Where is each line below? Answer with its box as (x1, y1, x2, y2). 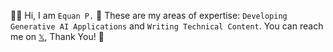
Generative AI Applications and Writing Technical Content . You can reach (10, 20, 324, 32)
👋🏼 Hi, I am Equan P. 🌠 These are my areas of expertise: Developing (10, 10, 288, 21)
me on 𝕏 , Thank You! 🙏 (10, 31, 105, 42)
